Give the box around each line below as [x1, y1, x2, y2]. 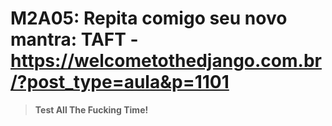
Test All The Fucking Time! [34, 103, 149, 116]
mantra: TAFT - [10, 28, 139, 51]
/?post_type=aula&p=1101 [10, 71, 230, 94]
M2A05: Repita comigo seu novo [10, 7, 288, 30]
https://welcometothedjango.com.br [10, 50, 322, 72]
